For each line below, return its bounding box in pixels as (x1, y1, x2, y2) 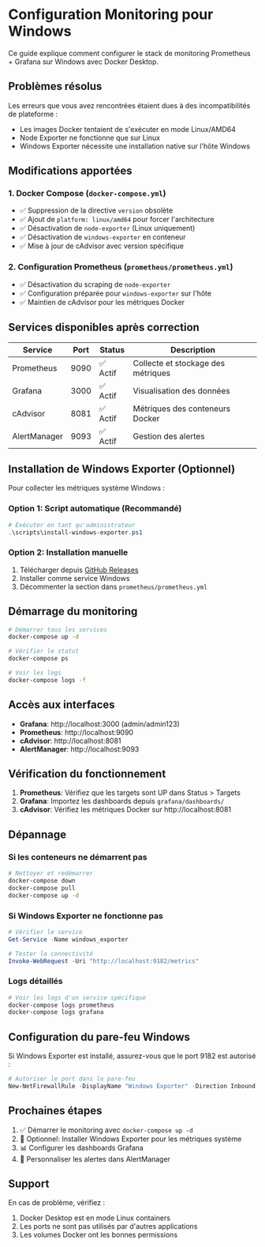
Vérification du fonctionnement (8, 767, 166, 780)
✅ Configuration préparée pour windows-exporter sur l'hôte (19, 288, 211, 298)
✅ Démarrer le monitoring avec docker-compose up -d (19, 1125, 193, 1135)
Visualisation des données (132, 385, 230, 396)
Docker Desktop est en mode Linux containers (19, 1213, 171, 1223)
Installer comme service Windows (19, 573, 130, 582)
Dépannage (8, 827, 67, 841)
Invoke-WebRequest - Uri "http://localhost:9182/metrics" (8, 957, 200, 965)
